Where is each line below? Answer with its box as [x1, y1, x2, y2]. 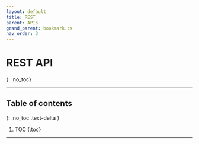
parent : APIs [6, 20, 38, 25]
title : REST [6, 14, 36, 20]
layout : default [6, 8, 46, 15]
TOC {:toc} [14, 126, 41, 133]
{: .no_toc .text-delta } [6, 114, 60, 121]
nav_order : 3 [6, 31, 38, 37]
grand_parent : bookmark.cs [6, 25, 73, 31]
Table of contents [6, 98, 72, 108]
